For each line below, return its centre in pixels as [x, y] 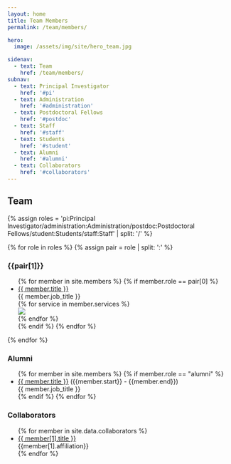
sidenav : [20, 60]
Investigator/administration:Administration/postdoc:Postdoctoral [101, 226]
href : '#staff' [43, 133]
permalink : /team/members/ [47, 27]
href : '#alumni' [44, 159]
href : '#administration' [57, 106]
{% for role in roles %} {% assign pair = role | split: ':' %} [90, 247]
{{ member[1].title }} [47, 438]
